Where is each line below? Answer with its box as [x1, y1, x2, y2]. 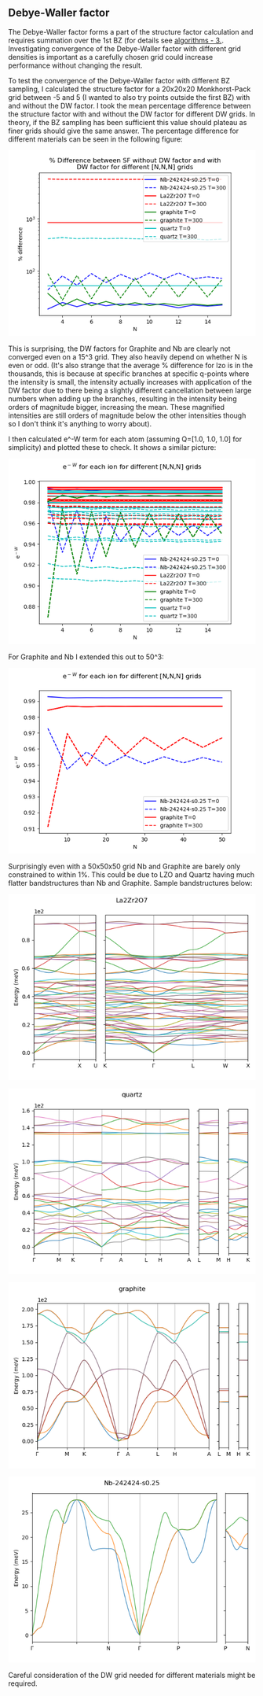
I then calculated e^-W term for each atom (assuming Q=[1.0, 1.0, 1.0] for [8, 434, 242, 444]
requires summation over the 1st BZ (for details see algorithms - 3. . [8, 35, 224, 45]
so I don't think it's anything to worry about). [8, 418, 152, 428]
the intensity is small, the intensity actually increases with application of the [8, 377, 253, 386]
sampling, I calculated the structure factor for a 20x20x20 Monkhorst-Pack [8, 84, 251, 94]
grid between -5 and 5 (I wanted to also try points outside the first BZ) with [8, 92, 250, 101]
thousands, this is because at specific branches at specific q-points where [8, 369, 250, 378]
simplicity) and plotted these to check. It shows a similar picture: [8, 442, 217, 452]
